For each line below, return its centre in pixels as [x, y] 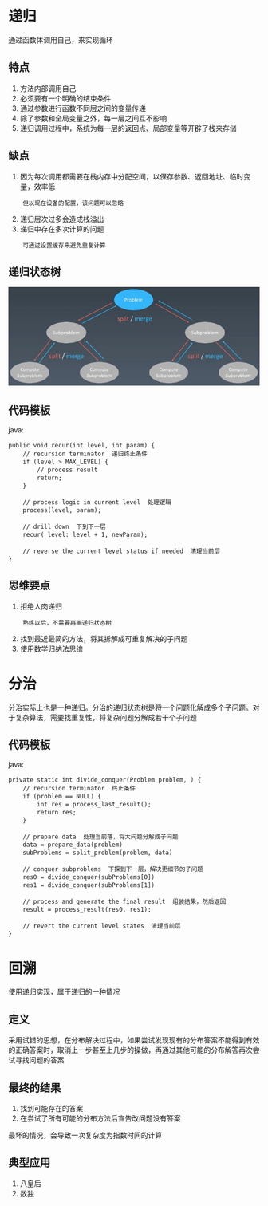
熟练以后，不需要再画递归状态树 [67, 623]
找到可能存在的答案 [51, 1109]
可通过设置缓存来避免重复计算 [64, 245]
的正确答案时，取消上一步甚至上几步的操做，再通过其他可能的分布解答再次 [130, 1050]
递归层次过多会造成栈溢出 [62, 219]
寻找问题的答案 [39, 1060]
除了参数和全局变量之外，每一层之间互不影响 [93, 118]
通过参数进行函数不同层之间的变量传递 [83, 108]
